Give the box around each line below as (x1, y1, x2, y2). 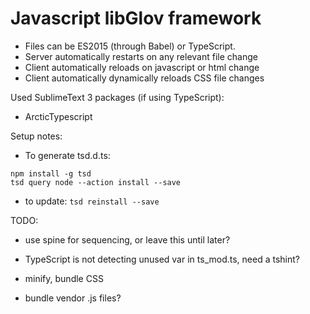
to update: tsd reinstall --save (24, 195, 160, 207)
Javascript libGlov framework (10, 7, 262, 30)
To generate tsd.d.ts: (24, 149, 111, 161)
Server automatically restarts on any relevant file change (24, 50, 258, 62)
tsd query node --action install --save (10, 177, 182, 187)
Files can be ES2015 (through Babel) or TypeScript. (24, 40, 236, 52)
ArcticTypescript (24, 110, 93, 122)
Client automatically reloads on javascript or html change (24, 61, 260, 73)
